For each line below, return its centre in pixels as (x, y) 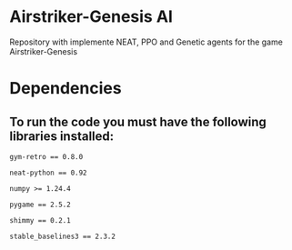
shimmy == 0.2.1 (40, 220)
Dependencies (65, 89)
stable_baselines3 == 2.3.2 (63, 236)
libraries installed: (62, 136)
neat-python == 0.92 (49, 173)
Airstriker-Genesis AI (91, 17)
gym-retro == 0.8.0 (46, 156)
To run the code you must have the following (138, 121)
